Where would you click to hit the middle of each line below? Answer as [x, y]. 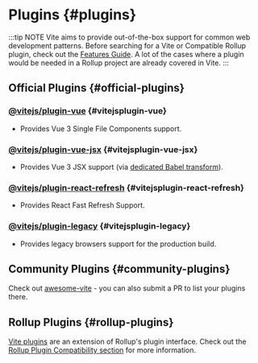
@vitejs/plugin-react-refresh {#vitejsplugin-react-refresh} [126, 188]
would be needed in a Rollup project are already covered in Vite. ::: [119, 63]
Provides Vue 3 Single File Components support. [101, 128]
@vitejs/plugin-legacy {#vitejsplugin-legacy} [100, 226]
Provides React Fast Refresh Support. [82, 205]
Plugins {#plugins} [73, 15]
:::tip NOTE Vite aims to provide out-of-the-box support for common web [129, 37]
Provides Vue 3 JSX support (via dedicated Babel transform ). [121, 167]
